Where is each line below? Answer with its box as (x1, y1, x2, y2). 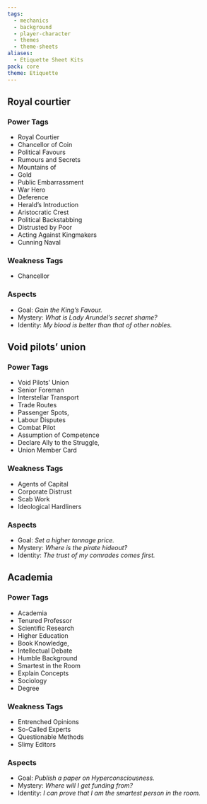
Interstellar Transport (17, 393, 79, 402)
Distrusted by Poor (17, 223, 73, 232)
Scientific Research (17, 624, 74, 632)
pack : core (7, 63, 40, 70)
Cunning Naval (17, 238, 61, 247)
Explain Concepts (17, 669, 69, 677)
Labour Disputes (17, 416, 66, 424)
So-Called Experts (17, 726, 71, 734)
